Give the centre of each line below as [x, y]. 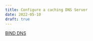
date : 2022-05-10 [23, 14]
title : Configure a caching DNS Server [46, 10]
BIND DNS [16, 33]
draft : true [17, 19]
